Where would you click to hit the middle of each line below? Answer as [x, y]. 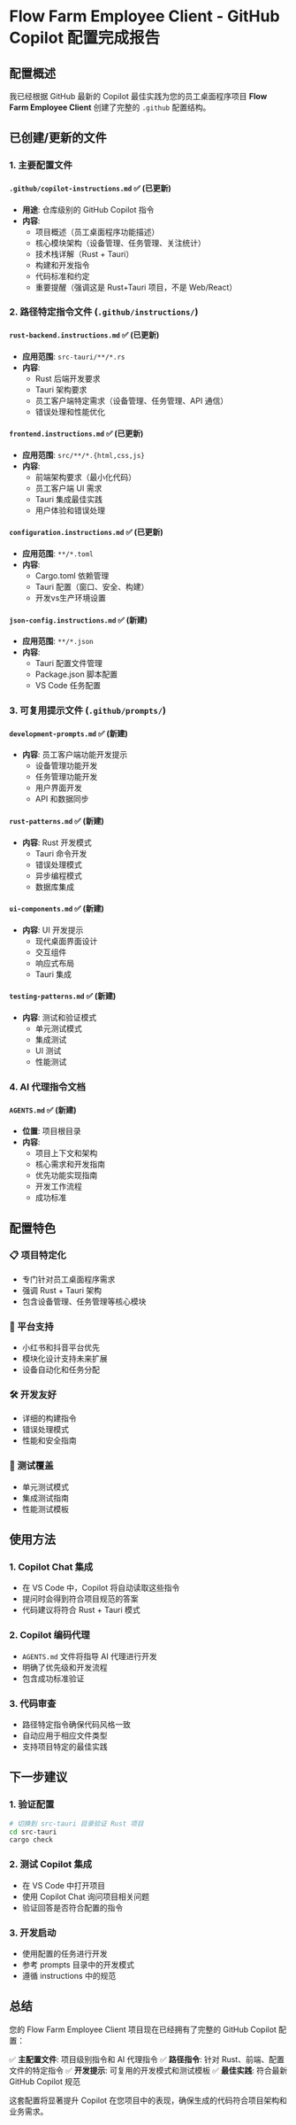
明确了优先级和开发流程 [65, 1667]
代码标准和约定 [62, 275]
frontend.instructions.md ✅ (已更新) [76, 434]
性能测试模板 [45, 1508]
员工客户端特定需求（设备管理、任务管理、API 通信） [131, 400]
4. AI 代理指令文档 [48, 1087]
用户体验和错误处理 [70, 510]
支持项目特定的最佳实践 [65, 1746]
